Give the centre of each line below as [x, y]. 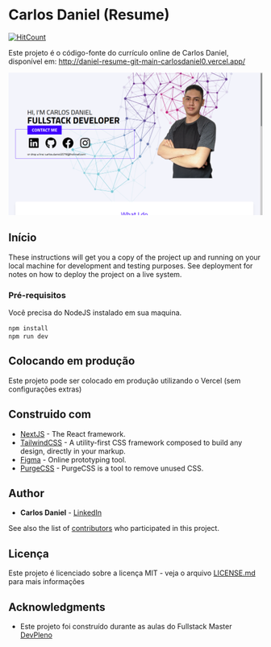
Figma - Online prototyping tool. [73, 459]
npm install [28, 329]
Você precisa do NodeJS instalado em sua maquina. [95, 313]
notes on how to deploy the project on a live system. [95, 274]
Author [26, 494]
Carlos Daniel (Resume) [89, 15]
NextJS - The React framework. [73, 433]
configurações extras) [45, 389]
